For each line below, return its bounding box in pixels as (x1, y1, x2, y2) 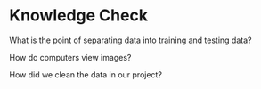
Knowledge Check (9, 5, 149, 26)
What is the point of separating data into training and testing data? (9, 35, 252, 45)
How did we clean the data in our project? (9, 69, 163, 80)
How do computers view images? (9, 52, 132, 62)
